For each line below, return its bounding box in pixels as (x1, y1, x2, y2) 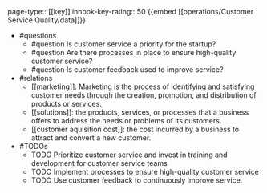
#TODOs (18, 142, 49, 151)
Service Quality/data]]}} (7, 15, 86, 25)
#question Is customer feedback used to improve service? (30, 65, 224, 74)
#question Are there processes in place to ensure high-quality (30, 48, 237, 57)
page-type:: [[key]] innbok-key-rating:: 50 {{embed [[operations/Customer (7, 7, 254, 16)
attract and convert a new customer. (30, 133, 152, 143)
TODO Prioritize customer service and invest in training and (30, 150, 228, 159)
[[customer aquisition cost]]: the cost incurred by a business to (30, 124, 240, 134)
